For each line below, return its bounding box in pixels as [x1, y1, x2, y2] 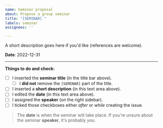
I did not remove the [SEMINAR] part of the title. [19, 81, 113, 86]
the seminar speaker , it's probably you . [16, 117, 96, 123]
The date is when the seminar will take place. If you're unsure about [16, 112, 153, 118]
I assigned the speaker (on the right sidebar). [12, 97, 103, 103]
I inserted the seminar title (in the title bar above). [12, 75, 112, 81]
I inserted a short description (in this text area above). [12, 86, 121, 92]
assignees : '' [5, 25, 34, 30]
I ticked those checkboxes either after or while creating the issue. [12, 102, 143, 108]
